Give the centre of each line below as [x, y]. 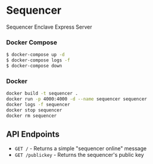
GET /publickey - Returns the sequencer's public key [79, 155]
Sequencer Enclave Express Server [49, 27]
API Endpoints [33, 134]
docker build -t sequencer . [42, 94]
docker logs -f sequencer [38, 104]
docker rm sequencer [32, 116]
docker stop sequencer [34, 110]
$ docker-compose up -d [36, 55]
